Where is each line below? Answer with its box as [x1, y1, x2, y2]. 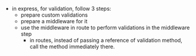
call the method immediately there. [29, 43, 115, 50]
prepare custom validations [20, 11, 88, 18]
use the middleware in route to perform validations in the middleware [20, 24, 190, 31]
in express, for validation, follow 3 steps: [11, 5, 111, 12]
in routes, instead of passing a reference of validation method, [29, 37, 183, 43]
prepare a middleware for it [20, 18, 88, 24]
